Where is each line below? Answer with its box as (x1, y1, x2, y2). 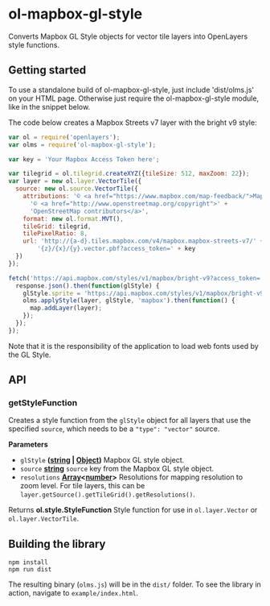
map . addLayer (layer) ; (29, 304, 103, 313)
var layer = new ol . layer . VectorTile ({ (8, 177, 142, 185)
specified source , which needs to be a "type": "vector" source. (8, 424, 220, 434)
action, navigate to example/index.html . (8, 588, 139, 598)
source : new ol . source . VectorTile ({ (15, 185, 138, 193)
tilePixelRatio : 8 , (22, 230, 88, 238)
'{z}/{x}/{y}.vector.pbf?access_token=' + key (37, 245, 196, 253)
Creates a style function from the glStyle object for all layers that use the (8, 416, 252, 425)
